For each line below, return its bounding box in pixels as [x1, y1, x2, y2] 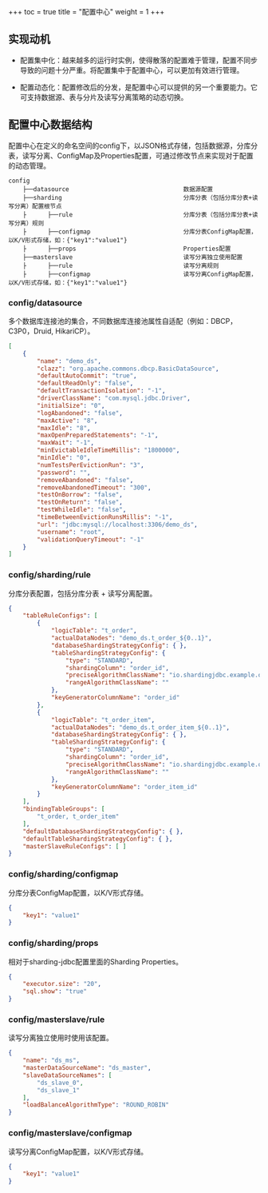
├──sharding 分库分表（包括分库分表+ [22, 194, 253, 201]
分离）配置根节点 [14, 202, 62, 210]
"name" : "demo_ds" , [37, 357, 102, 365]
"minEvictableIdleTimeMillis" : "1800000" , [37, 446, 180, 454]
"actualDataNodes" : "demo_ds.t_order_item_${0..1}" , [50, 723, 230, 732]
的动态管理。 [8, 161, 50, 170]
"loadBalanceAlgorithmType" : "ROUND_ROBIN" [22, 1101, 170, 1109]
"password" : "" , [37, 469, 91, 477]
